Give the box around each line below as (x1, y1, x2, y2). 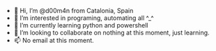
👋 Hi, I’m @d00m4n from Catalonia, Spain (13, 7, 134, 14)
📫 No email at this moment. (13, 37, 94, 44)
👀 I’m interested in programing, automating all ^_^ (13, 14, 155, 22)
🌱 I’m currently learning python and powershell (13, 21, 148, 29)
